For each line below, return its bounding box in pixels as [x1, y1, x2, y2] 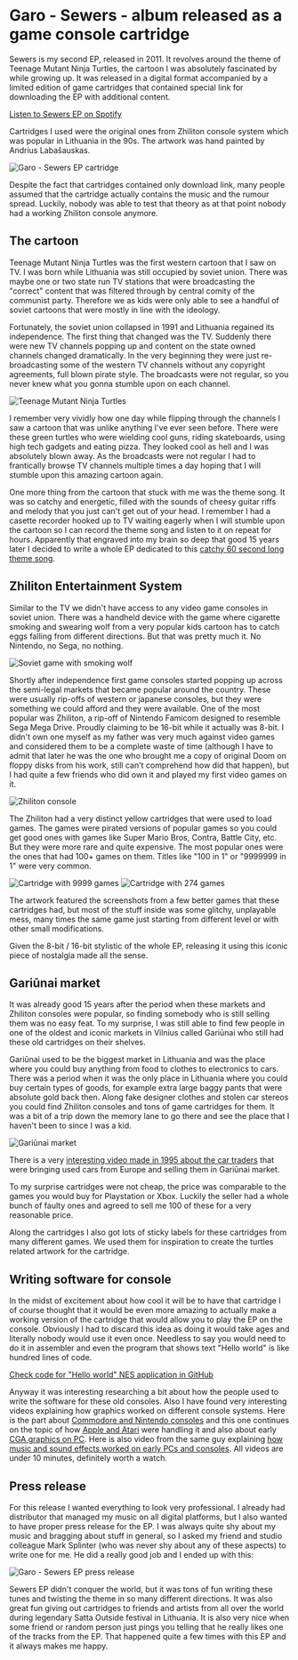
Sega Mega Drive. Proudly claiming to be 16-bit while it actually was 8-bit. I [9, 721, 285, 732]
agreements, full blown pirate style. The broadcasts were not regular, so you [9, 368, 289, 379]
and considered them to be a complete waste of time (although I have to [9, 740, 274, 752]
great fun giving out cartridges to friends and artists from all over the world [9, 1603, 285, 1613]
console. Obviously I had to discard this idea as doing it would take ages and [9, 1324, 290, 1334]
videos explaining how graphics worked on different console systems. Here [9, 1406, 286, 1416]
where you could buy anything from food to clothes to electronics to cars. [9, 1064, 279, 1075]
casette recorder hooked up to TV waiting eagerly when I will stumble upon [9, 515, 286, 526]
